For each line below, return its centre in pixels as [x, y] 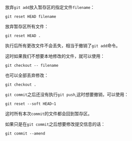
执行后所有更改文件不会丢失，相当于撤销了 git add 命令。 [63, 46]
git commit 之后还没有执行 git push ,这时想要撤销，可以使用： [67, 94]
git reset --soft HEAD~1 [31, 104]
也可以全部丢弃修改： [27, 75]
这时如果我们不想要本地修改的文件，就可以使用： [55, 56]
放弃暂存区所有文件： [27, 26]
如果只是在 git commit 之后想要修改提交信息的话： [55, 124]
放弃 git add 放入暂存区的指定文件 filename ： [50, 7]
